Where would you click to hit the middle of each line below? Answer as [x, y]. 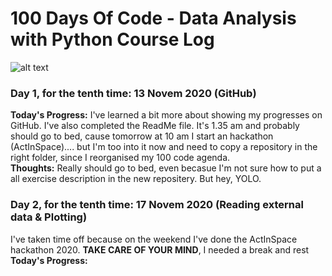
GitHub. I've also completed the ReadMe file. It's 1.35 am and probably [155, 126]
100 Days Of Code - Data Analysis [153, 18]
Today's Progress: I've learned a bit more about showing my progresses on [166, 115]
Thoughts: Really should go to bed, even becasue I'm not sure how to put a [166, 168]
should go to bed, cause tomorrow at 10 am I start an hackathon [142, 136]
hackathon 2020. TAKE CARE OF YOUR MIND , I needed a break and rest [160, 249]
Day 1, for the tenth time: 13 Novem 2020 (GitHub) [133, 93]
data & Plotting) [49, 217]
